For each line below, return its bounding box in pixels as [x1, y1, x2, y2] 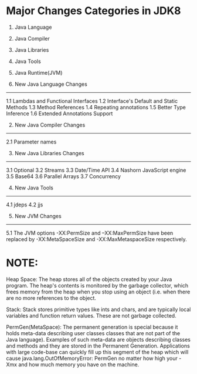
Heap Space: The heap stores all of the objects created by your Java [6, 275, 172, 283]
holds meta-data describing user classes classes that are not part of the [6, 329, 181, 336]
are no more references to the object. [6, 294, 97, 301]
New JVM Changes [14, 212, 62, 219]
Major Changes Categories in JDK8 [6, 4, 181, 18]
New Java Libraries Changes [14, 149, 84, 156]
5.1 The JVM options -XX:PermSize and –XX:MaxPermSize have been [6, 229, 174, 236]
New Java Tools [14, 184, 54, 191]
